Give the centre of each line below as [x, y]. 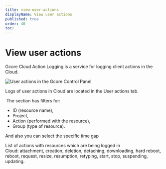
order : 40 [15, 24]
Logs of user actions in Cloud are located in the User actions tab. [72, 91]
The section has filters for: [33, 101]
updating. [15, 162]
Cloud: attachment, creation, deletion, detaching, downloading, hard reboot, [83, 151]
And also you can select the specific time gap [52, 136]
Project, [20, 116]
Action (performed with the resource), [51, 121]
